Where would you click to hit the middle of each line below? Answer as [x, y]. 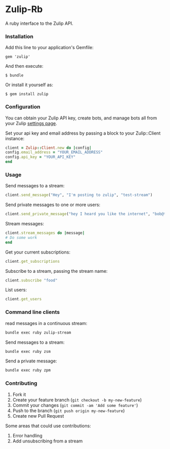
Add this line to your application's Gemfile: [49, 48]
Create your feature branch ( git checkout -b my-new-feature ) [77, 400]
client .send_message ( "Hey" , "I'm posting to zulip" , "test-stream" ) [79, 195]
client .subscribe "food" [31, 280]
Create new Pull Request [38, 416]
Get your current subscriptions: [38, 252]
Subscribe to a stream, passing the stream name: [56, 271]
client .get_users [24, 299]
